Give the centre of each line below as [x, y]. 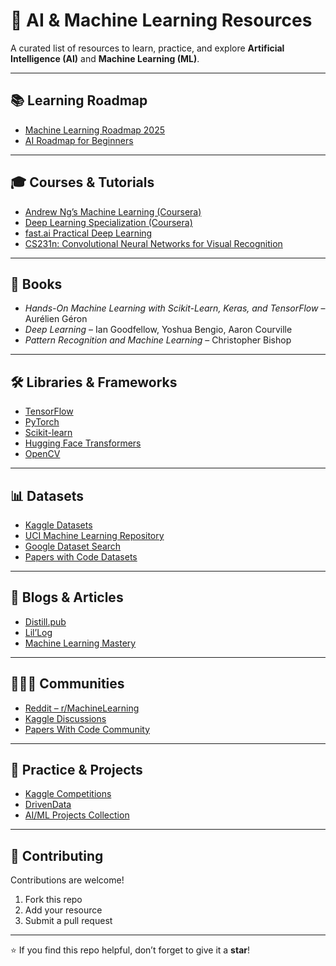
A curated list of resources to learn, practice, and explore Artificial [147, 48]
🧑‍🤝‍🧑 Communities [67, 684]
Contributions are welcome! [67, 880]
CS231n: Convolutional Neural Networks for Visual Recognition [153, 243]
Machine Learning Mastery [80, 643]
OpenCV [42, 454]
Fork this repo [53, 900]
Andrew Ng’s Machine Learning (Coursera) [113, 211]
